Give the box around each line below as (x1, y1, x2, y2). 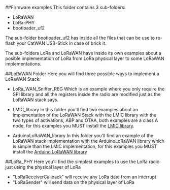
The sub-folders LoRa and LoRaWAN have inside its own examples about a (5, 50, 161, 56)
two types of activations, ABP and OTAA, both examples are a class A (12, 117, 158, 123)
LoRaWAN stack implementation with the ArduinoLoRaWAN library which (12, 138, 165, 144)
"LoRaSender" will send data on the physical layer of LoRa (12, 179, 134, 185)
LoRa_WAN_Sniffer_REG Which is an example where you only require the (12, 86, 165, 92)
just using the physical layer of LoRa (5, 164, 81, 170)
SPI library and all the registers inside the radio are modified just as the (12, 91, 161, 97)
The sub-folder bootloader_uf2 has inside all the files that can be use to (5, 35, 155, 41)
